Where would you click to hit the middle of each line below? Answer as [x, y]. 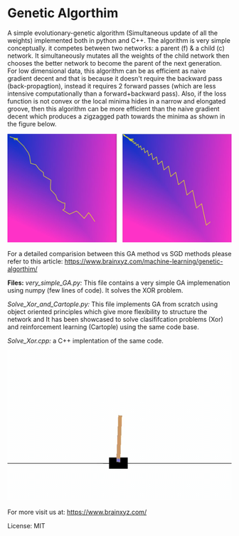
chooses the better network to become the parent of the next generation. [115, 63]
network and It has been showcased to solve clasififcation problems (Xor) [116, 319]
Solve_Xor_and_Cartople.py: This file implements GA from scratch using [113, 304]
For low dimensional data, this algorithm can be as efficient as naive [107, 71]
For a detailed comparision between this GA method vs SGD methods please [119, 253]
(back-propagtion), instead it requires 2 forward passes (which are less [112, 86]
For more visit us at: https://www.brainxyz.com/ [77, 512]
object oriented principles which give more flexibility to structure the [107, 311]
